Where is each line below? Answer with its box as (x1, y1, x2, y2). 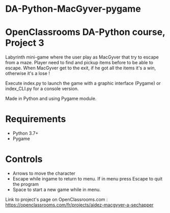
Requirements (5, 113, 66, 125)
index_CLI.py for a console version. (5, 86, 79, 92)
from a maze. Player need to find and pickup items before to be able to (5, 60, 154, 66)
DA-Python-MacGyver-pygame (5, 3, 141, 15)
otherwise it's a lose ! (5, 70, 50, 76)
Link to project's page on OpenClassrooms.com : (5, 197, 108, 202)
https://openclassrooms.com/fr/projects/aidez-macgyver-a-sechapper (5, 202, 154, 208)
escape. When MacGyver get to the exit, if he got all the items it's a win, (5, 65, 156, 71)
